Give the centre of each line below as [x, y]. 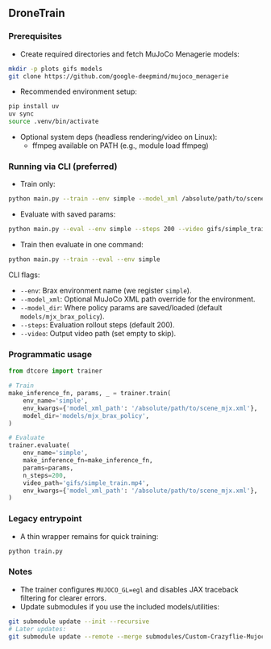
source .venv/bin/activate [54, 122]
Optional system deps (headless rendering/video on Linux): [119, 137]
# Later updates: [38, 629]
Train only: [38, 184]
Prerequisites [35, 36]
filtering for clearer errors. [63, 598]
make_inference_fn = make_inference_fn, [88, 461]
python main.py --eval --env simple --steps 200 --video [106, 230]
